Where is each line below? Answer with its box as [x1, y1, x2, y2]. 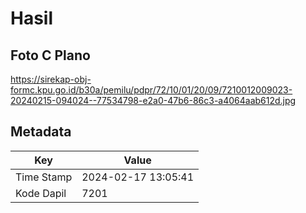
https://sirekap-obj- [10, 73, 92, 85]
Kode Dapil [15, 186, 67, 200]
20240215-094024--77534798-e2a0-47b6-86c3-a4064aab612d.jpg [10, 95, 297, 106]
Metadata [10, 123, 72, 141]
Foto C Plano [10, 47, 91, 64]
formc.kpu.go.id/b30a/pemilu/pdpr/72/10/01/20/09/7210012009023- [10, 84, 293, 96]
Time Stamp [15, 170, 73, 184]
